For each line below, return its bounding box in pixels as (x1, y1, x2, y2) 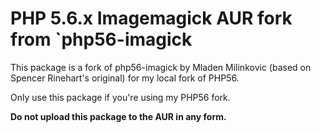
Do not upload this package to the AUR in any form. (10, 110, 227, 122)
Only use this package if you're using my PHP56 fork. (10, 91, 231, 103)
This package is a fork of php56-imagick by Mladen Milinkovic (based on (10, 61, 312, 73)
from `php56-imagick (10, 28, 193, 51)
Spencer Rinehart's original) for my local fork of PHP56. (10, 72, 240, 84)
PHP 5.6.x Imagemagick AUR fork (10, 7, 293, 30)
